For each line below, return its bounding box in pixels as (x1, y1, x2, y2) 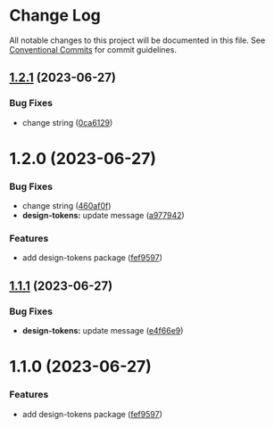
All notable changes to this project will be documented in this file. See (9, 35, 266, 45)
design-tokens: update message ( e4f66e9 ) (21, 325, 184, 336)
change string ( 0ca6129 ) (21, 117, 113, 128)
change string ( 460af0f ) (21, 201, 112, 211)
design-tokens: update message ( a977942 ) (21, 210, 185, 221)
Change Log (9, 5, 101, 26)
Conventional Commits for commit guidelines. (9, 44, 177, 54)
